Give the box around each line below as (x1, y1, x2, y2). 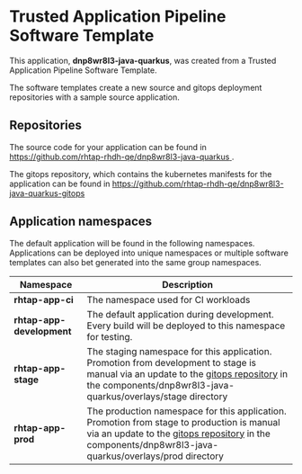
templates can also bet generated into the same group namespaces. (9, 256, 262, 267)
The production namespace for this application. (86, 405, 287, 417)
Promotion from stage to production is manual (86, 416, 280, 428)
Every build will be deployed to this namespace (86, 319, 286, 332)
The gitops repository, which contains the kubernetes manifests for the (9, 168, 272, 179)
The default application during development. (86, 308, 274, 320)
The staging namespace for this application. (86, 344, 272, 357)
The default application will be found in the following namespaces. (9, 237, 255, 248)
